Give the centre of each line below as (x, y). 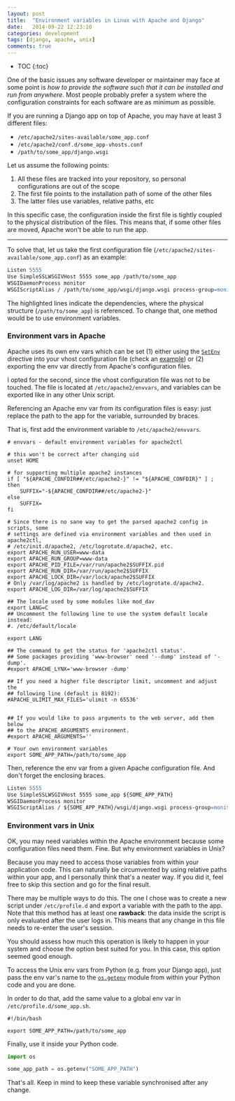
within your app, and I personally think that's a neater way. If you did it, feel (115, 877)
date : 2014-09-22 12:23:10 (50, 27)
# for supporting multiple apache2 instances (74, 473)
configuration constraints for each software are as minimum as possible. (112, 102)
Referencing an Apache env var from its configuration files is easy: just (109, 408)
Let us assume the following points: (58, 165)
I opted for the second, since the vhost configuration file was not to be (109, 380)
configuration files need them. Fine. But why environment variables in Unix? (116, 848)
